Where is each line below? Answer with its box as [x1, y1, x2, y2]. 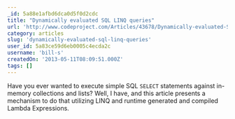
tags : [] [7, 62, 33, 69]
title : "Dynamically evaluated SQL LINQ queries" [7, 17, 155, 24]
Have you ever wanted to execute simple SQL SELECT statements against [7, 81, 215, 90]
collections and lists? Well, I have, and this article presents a [32, 89, 206, 97]
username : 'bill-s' [7, 50, 64, 57]
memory [7, 89, 31, 97]
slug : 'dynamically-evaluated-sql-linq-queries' [7, 36, 152, 43]
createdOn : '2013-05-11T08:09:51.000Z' [7, 56, 124, 63]
